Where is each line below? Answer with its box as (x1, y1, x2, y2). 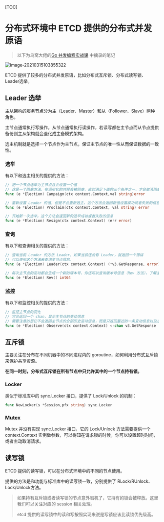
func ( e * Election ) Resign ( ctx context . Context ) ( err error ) (5, 218, 132, 224)
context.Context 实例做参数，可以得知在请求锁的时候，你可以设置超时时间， (5, 432, 158, 438)
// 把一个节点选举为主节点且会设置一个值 (5, 182, 77, 188)
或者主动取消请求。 (5, 438, 44, 444)
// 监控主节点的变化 (5, 310, 41, 315)
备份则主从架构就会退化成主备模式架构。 (5, 130, 86, 136)
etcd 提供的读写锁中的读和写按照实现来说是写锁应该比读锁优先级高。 (17, 511, 156, 517)
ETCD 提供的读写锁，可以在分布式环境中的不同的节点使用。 (5, 468, 125, 473)
